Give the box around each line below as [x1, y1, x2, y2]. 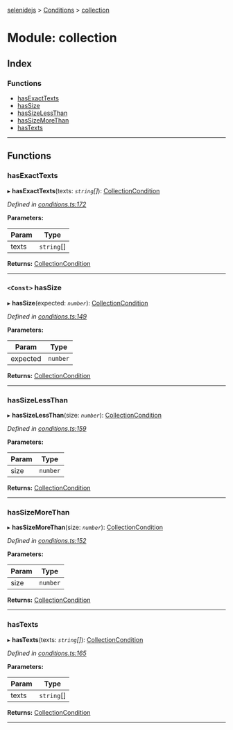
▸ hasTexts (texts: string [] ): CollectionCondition [7, 635, 144, 643]
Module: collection [7, 30, 118, 46]
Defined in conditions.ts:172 [7, 200, 87, 208]
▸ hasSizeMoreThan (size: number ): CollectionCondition [7, 523, 164, 532]
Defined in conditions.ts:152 [7, 537, 87, 545]
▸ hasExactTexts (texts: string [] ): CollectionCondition [7, 186, 160, 195]
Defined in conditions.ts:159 [7, 425, 87, 433]
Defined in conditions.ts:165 [7, 649, 87, 657]
